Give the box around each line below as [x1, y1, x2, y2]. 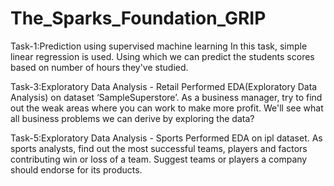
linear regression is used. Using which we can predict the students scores [10, 50, 315, 62]
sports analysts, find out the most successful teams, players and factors [10, 142, 308, 154]
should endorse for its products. [10, 163, 143, 176]
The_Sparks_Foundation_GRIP [10, 7, 267, 30]
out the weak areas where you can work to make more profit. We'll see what [10, 102, 324, 114]
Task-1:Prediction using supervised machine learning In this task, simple [10, 40, 308, 52]
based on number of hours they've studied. [10, 61, 189, 73]
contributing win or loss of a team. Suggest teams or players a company [10, 153, 308, 165]
